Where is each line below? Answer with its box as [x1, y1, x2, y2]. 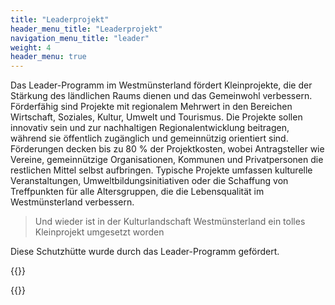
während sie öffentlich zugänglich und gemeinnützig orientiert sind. [10, 132, 289, 145]
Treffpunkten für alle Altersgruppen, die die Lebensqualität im [10, 186, 265, 198]
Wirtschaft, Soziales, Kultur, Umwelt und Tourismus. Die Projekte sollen [10, 111, 303, 123]
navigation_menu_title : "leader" [10, 33, 150, 43]
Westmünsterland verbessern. [10, 196, 135, 208]
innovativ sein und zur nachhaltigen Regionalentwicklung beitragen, [10, 122, 290, 134]
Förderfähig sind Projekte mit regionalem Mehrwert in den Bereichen [10, 101, 293, 113]
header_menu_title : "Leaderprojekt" [10, 24, 163, 34]
